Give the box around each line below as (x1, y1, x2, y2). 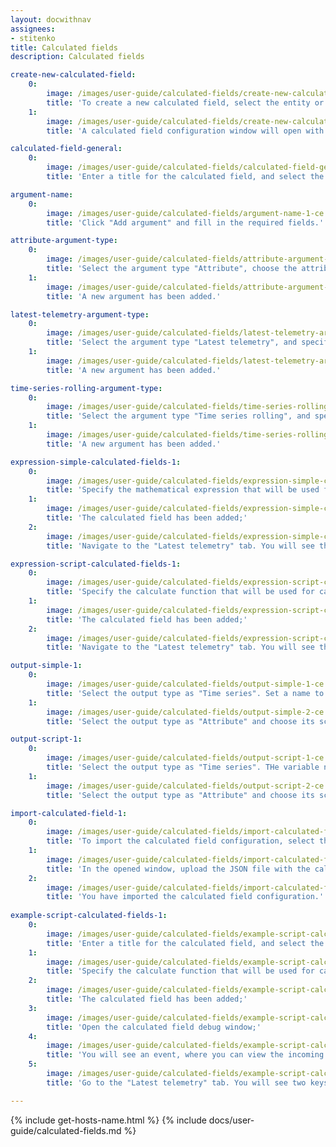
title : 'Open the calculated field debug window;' (46, 1022, 262, 1032)
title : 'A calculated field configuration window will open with (46, 126, 325, 136)
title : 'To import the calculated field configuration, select (46, 836, 315, 846)
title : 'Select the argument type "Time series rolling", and (46, 411, 311, 421)
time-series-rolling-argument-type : (10, 383, 163, 393)
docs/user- (208, 1114, 255, 1126)
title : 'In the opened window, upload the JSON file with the (46, 864, 311, 874)
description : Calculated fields (10, 52, 145, 62)
